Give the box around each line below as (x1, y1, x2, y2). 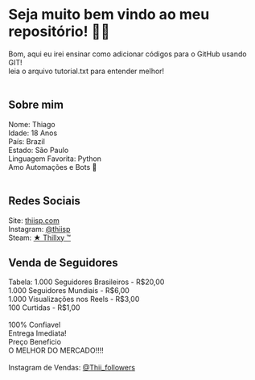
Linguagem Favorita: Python (8, 154, 102, 163)
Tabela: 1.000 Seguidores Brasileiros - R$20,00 (8, 277, 165, 287)
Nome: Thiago (8, 119, 56, 129)
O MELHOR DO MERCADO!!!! (8, 345, 105, 355)
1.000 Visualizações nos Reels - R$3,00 (8, 295, 140, 304)
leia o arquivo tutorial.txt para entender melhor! (8, 66, 165, 76)
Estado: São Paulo (8, 145, 69, 155)
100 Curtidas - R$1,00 (8, 303, 80, 312)
